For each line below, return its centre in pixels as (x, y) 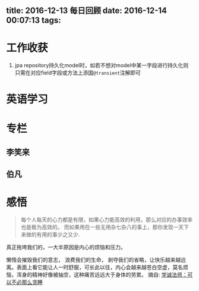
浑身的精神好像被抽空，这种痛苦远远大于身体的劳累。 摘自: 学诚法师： (102, 275)
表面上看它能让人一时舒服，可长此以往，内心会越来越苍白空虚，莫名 (99, 267)
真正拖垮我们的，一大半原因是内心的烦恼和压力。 (66, 247)
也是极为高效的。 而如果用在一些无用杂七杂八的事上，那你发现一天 (102, 227)
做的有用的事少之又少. (53, 234)
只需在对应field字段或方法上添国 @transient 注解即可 (78, 73)
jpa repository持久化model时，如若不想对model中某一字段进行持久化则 (102, 65)
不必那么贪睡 (27, 282)
